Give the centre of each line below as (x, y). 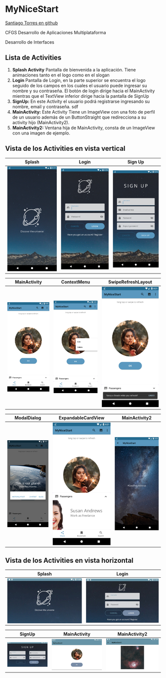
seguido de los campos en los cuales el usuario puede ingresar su (80, 85)
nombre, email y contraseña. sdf (45, 106)
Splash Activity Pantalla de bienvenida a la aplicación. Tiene (74, 69)
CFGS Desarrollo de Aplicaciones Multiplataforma (56, 32)
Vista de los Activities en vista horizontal (69, 560)
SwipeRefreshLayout (130, 282)
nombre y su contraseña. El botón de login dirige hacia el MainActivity (83, 91)
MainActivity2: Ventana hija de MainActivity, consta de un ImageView (83, 128)
